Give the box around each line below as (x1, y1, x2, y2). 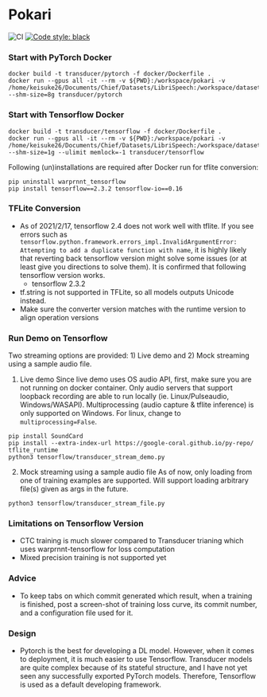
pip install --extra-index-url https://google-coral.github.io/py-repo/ (8, 440, 254, 448)
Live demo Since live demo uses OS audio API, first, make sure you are (19, 374, 252, 384)
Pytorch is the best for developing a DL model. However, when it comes (19, 646, 254, 656)
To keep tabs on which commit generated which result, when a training (19, 591, 253, 601)
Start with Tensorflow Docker (8, 109, 125, 120)
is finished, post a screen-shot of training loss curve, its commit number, (19, 599, 257, 609)
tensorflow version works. (19, 270, 106, 280)
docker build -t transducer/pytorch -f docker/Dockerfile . (8, 70, 212, 78)
